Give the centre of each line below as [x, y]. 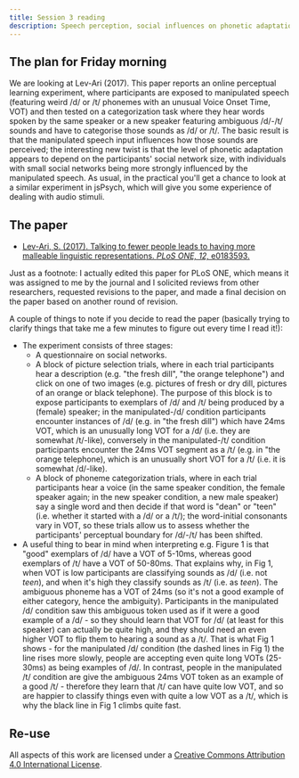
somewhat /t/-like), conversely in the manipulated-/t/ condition [150, 440]
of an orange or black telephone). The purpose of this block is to [154, 393]
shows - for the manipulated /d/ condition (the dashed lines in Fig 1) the [153, 649]
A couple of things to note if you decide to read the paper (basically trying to [149, 319]
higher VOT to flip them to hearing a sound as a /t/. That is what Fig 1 [148, 639]
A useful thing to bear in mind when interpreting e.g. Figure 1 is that [145, 545]
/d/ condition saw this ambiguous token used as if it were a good [141, 610]
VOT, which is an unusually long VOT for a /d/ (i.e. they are [143, 431]
